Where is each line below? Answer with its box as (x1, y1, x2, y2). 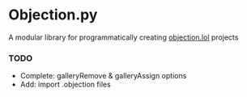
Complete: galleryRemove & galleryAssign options (19, 71, 187, 81)
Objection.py (8, 6, 98, 24)
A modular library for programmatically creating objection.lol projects (8, 32, 239, 42)
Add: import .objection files (19, 79, 111, 90)
